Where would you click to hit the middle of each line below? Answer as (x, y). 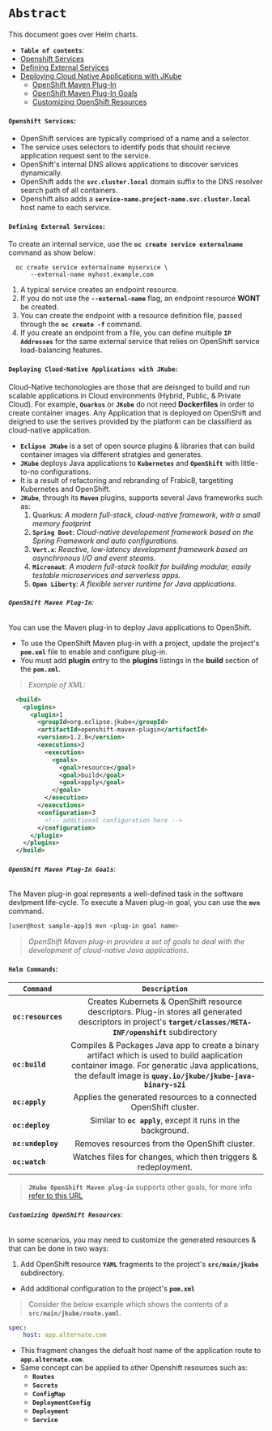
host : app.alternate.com (65, 1335)
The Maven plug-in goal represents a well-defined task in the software (126, 894)
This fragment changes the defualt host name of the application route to (140, 1351)
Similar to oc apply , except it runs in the (165, 1120)
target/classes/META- (210, 1023)
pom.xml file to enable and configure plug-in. (93, 652)
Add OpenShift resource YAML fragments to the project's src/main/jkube (139, 1264)
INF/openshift (140, 1033)
